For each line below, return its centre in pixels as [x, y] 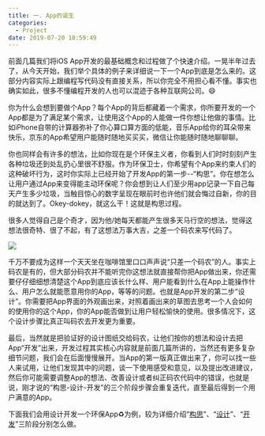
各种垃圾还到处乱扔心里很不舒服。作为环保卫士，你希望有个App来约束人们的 [132, 164]
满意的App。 [35, 397]
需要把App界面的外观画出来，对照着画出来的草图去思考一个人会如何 [142, 301]
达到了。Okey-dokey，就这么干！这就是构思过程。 [104, 203]
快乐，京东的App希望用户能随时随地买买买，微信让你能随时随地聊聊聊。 [125, 137]
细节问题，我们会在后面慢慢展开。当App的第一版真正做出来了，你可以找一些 [132, 358]
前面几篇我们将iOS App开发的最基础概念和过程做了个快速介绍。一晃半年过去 [132, 61]
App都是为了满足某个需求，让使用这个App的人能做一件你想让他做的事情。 [129, 118]
